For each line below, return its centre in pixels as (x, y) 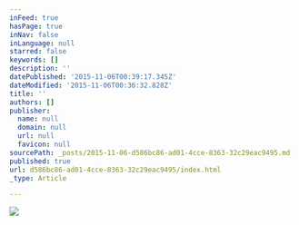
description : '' (40, 69)
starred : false (38, 52)
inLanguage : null (42, 43)
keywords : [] (34, 60)
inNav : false (34, 34)
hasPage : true (36, 26)
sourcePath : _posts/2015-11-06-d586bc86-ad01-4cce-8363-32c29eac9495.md (150, 152)
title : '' (28, 93)
